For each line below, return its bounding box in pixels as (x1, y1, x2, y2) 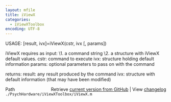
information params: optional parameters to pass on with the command (5, 61, 155, 67)
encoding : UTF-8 (5, 27, 40, 32)
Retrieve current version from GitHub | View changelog (51, 86, 166, 92)
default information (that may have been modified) (5, 76, 111, 83)
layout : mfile (5, 7, 36, 13)
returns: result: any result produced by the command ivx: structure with (5, 71, 156, 77)
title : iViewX (5, 12, 36, 17)
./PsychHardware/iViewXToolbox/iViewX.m (5, 92, 93, 97)
